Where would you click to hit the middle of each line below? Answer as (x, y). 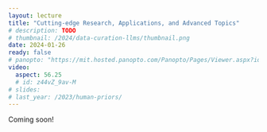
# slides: (25, 89)
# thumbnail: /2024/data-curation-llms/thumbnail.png (99, 38)
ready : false (30, 52)
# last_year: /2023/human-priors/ (66, 97)
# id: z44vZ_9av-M (46, 82)
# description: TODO (43, 30)
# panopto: (26, 60)
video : (19, 68)
